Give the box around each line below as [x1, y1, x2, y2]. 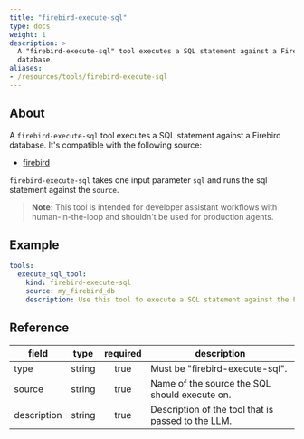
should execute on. [150, 388, 232, 401]
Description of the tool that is [150, 403, 274, 415]
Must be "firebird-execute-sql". [150, 362, 288, 375]
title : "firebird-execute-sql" [9, 13, 128, 23]
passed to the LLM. [150, 414, 233, 426]
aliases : [9, 64, 43, 73]
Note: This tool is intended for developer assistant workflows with [31, 201, 278, 213]
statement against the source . [9, 184, 119, 195]
